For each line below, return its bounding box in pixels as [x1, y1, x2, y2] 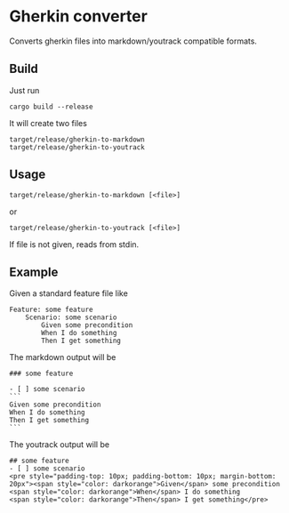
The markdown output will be [9, 352, 116, 363]
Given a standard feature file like [9, 288, 129, 299]
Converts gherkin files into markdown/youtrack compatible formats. [9, 36, 258, 46]
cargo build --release [9, 102, 93, 111]
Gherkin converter [9, 6, 149, 27]
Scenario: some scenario [25, 313, 117, 322]
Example [9, 264, 59, 279]
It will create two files [9, 117, 87, 128]
